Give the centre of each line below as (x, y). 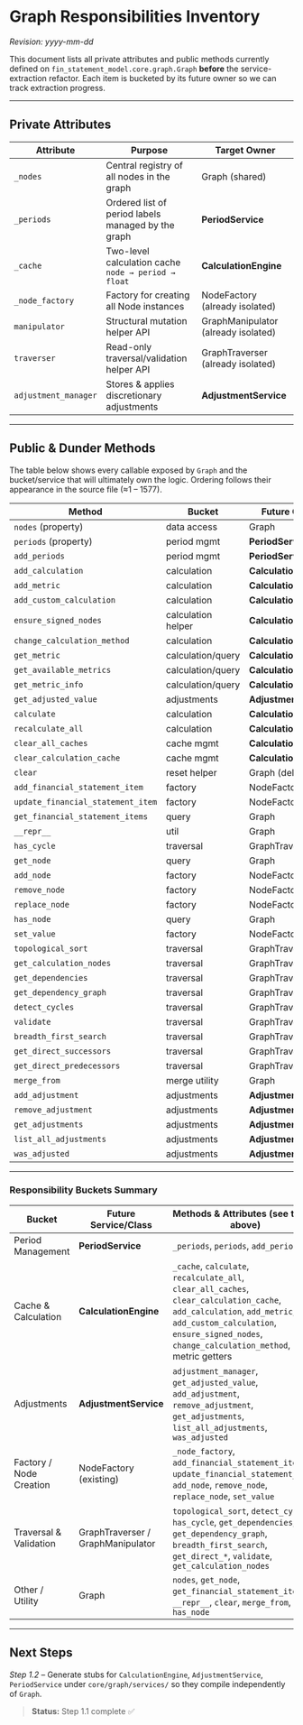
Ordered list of (136, 202)
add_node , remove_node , (220, 1484)
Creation (32, 1484)
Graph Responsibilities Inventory (135, 17)
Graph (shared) (234, 176)
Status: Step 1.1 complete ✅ (83, 1711)
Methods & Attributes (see (230, 1213)
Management (42, 1251)
